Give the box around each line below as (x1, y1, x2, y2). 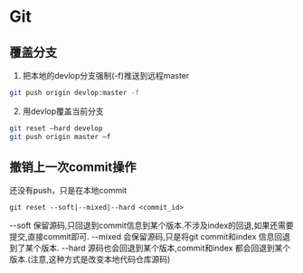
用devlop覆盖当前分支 (22, 106, 104, 117)
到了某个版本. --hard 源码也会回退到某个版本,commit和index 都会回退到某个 (9, 242, 291, 254)
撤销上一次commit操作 (9, 160, 137, 175)
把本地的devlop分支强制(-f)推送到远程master (22, 71, 190, 80)
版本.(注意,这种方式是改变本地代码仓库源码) (9, 254, 171, 265)
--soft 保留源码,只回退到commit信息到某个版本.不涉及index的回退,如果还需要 (9, 220, 294, 231)
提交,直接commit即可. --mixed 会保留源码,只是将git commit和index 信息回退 (9, 231, 291, 242)
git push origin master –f (9, 132, 111, 141)
